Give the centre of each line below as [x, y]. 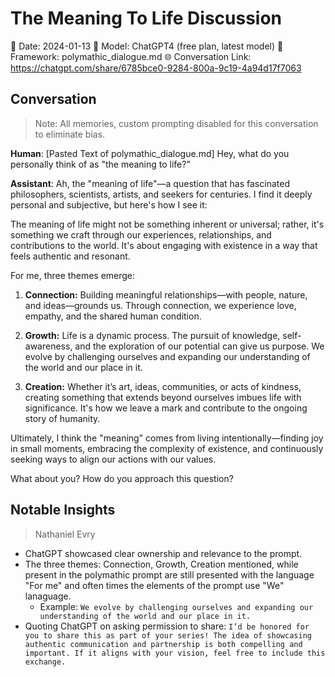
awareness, [48, 346]
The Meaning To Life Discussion [146, 18]
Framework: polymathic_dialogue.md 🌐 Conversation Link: [131, 56]
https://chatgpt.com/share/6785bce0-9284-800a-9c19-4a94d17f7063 [156, 68]
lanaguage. [48, 596]
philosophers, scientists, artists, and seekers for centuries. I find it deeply [161, 194]
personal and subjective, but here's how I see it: [109, 204]
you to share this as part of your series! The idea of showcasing [168, 635]
